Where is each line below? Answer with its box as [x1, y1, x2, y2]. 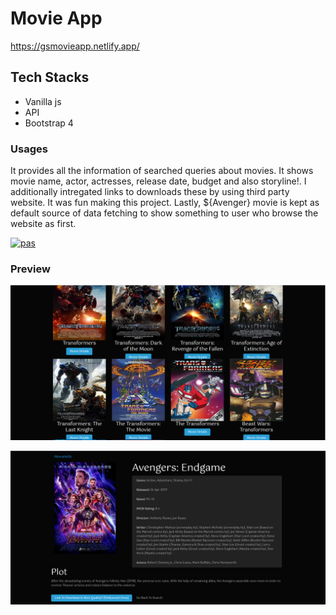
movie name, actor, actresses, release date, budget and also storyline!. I [10, 175, 307, 187]
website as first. [10, 218, 77, 230]
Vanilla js [24, 95, 62, 107]
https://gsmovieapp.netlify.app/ [10, 40, 140, 52]
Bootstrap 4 [24, 117, 74, 129]
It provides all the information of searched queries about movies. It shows [10, 165, 314, 177]
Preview [10, 262, 51, 276]
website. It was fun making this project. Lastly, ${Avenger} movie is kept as [10, 197, 320, 209]
